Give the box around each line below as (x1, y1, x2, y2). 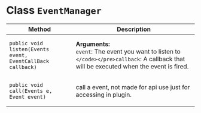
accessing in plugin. (75, 90, 132, 99)
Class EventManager (6, 4, 102, 17)
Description (116, 25, 151, 33)
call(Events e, (9, 87, 53, 94)
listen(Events (9, 46, 50, 52)
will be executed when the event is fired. (75, 62, 189, 70)
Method (28, 25, 51, 33)
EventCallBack (9, 58, 50, 64)
